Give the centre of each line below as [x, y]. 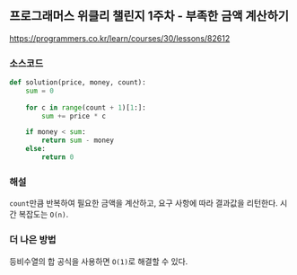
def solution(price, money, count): [78, 83]
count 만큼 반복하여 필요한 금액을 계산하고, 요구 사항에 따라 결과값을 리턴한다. [144, 203]
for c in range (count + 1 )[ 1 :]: [86, 107]
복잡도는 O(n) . [44, 215]
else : [36, 149]
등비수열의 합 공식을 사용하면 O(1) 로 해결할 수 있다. [99, 261]
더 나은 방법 [33, 240]
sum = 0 [39, 91]
